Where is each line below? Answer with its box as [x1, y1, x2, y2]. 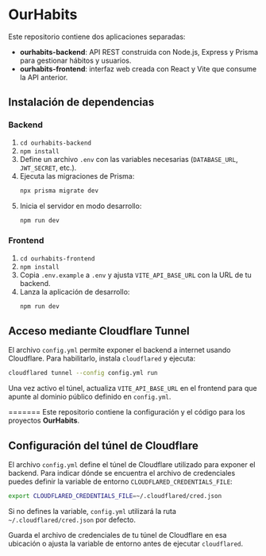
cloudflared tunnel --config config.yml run [8, 369, 158, 377]
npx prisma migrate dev [19, 187, 99, 195]
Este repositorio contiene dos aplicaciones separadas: [8, 32, 186, 41]
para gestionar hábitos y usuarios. [19, 56, 132, 65]
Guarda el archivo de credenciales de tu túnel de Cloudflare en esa [8, 530, 227, 539]
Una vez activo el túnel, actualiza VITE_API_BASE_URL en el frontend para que [8, 384, 257, 393]
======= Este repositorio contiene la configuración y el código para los [8, 407, 246, 417]
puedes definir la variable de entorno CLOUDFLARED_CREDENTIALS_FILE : [8, 477, 233, 486]
